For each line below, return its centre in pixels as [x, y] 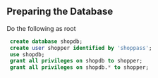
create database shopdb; [46, 41]
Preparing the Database [60, 12]
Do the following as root [41, 28]
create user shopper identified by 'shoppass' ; [81, 48]
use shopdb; [27, 54]
